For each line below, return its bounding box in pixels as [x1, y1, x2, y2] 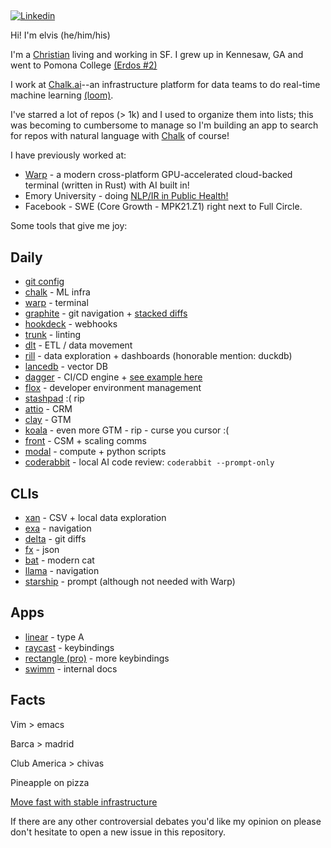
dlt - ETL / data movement [24, 339, 133, 351]
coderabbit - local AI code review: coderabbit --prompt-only [24, 456, 275, 468]
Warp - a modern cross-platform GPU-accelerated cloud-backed [24, 169, 293, 181]
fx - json [24, 544, 60, 556]
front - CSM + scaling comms [24, 435, 147, 447]
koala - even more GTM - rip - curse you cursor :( [24, 424, 230, 436]
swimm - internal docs [24, 662, 118, 675]
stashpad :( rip [24, 392, 85, 405]
